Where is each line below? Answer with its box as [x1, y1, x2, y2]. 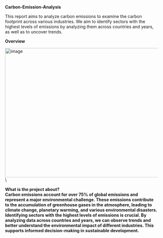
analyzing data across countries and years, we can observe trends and [5, 218, 151, 223]
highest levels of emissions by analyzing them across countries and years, [5, 24, 154, 30]
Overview [5, 38, 25, 44]
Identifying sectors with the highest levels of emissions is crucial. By [5, 212, 147, 218]
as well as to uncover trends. [5, 29, 63, 34]
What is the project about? [5, 187, 60, 192]
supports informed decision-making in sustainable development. [5, 228, 139, 233]
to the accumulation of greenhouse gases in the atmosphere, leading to [5, 202, 152, 207]
